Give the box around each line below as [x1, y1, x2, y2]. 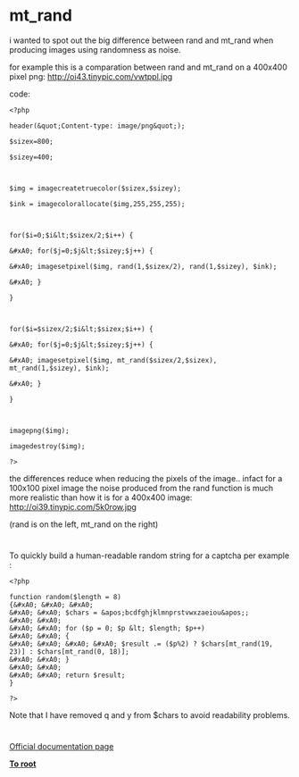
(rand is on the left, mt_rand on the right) [9, 519, 159, 530]
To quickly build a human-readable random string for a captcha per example [9, 550, 290, 561]
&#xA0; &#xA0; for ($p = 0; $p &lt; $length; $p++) [9, 624, 205, 633]
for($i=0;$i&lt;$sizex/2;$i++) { [9, 230, 134, 239]
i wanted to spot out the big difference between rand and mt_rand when [9, 35, 274, 46]
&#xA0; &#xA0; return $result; [9, 671, 126, 680]
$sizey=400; [9, 153, 54, 162]
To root [9, 758, 37, 769]
